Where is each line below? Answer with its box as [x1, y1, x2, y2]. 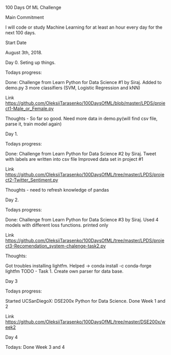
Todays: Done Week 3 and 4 [5, 344, 65, 350]
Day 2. [5, 197, 19, 203]
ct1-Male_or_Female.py [5, 106, 54, 112]
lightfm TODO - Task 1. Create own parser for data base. [5, 268, 124, 274]
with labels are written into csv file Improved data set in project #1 [5, 156, 143, 162]
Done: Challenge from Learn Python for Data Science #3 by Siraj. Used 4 [5, 217, 159, 222]
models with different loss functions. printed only [5, 222, 109, 228]
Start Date [5, 39, 27, 46]
